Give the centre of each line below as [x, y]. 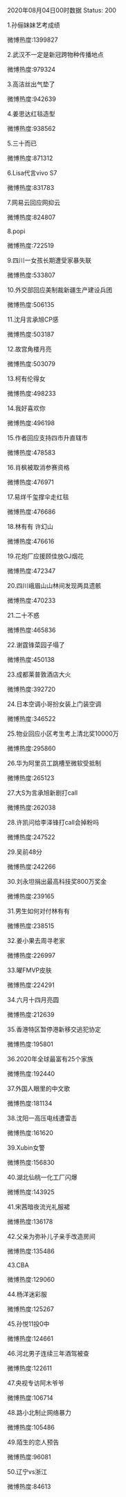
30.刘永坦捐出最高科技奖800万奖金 [57, 881]
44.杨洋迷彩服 [27, 1294]
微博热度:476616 [31, 541]
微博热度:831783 [31, 188]
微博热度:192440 [31, 1074]
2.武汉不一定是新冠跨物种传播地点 [55, 55]
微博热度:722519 [30, 245]
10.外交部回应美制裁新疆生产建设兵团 [60, 290]
